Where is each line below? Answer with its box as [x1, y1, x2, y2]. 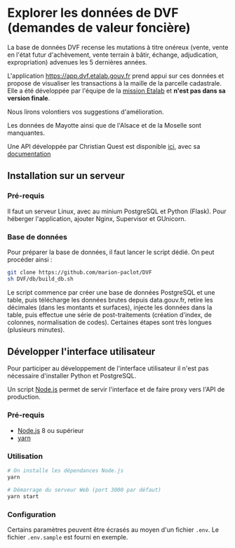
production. [7, 393, 41, 401]
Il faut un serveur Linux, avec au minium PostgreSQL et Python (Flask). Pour [7, 207, 227, 215]
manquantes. [7, 128, 46, 137]
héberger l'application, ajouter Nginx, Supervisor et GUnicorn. [7, 214, 187, 222]
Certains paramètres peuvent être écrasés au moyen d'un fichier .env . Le [7, 525, 220, 534]
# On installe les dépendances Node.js [7, 467, 124, 474]
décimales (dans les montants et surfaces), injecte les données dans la [7, 303, 213, 312]
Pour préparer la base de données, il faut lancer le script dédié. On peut [7, 248, 215, 256]
